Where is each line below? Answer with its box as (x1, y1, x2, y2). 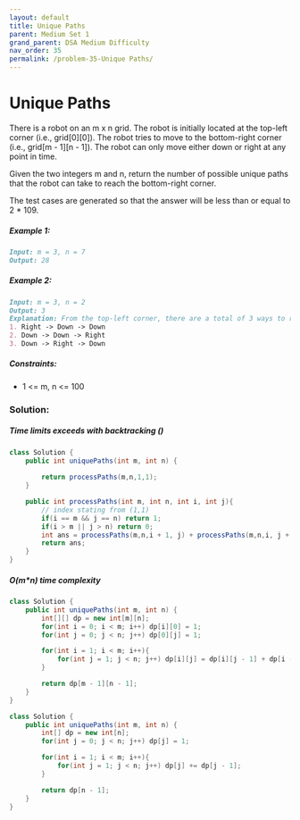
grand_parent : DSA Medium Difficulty (9, 38, 150, 47)
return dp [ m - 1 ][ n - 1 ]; (41, 680, 138, 689)
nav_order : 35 (9, 46, 62, 55)
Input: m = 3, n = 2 (9, 297, 87, 306)
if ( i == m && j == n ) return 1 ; (41, 514, 162, 523)
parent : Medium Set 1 (9, 29, 90, 38)
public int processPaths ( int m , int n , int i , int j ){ (25, 498, 234, 506)
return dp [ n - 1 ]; (41, 785, 110, 795)
